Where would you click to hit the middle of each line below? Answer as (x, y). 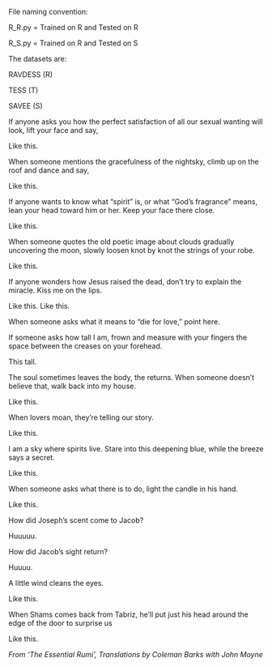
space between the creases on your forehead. (85, 346)
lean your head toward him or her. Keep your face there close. (112, 210)
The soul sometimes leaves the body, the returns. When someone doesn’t (132, 377)
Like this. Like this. (39, 306)
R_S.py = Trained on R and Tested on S (73, 43)
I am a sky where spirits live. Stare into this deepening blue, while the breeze (136, 449)
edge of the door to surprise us (60, 623)
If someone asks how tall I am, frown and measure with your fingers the (128, 337)
